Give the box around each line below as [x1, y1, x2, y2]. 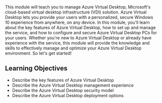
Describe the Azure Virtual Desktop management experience [12, 82, 134, 88]
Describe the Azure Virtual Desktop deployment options [12, 92, 124, 98]
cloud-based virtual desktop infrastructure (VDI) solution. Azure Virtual [5, 9, 147, 15]
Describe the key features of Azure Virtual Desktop [12, 77, 114, 83]
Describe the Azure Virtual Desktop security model [12, 87, 114, 93]
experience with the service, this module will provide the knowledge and [5, 40, 150, 45]
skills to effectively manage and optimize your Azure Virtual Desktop [5, 45, 142, 51]
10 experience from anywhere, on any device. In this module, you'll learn [5, 19, 150, 25]
